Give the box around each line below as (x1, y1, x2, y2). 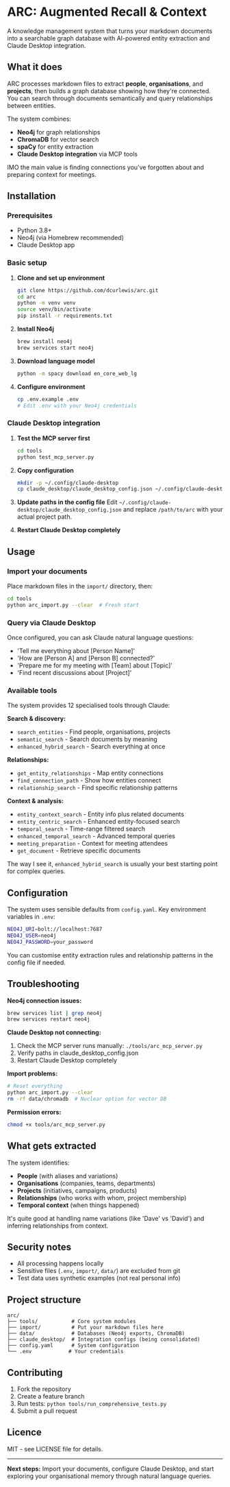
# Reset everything (7, 1083, 63, 1090)
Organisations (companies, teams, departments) (16, 1179, 156, 1187)
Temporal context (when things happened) (16, 1201, 140, 1209)
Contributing (7, 1366, 63, 1379)
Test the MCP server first (16, 433, 90, 442)
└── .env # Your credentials (7, 1348, 125, 1355)
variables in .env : (7, 913, 56, 921)
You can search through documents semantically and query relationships (7, 94, 214, 102)
